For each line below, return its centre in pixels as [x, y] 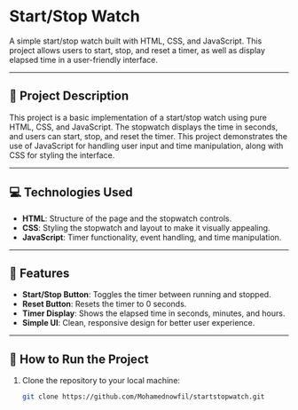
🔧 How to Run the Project [79, 359]
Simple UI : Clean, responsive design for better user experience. [138, 323]
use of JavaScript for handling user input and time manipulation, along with [146, 146]
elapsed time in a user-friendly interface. [83, 59]
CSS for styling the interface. [62, 155]
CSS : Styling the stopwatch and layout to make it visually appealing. [146, 227]
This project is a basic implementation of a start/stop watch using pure [138, 117]
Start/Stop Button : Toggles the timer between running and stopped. [147, 295]
